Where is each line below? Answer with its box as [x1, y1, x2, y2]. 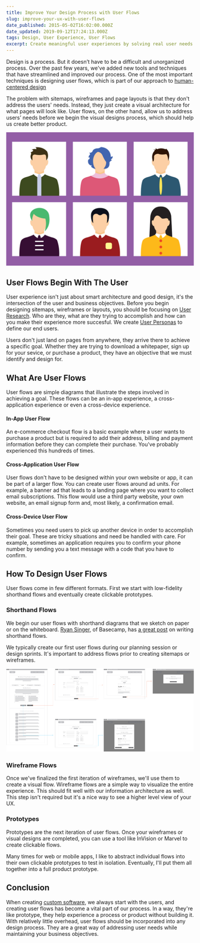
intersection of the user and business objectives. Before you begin [6, 300, 170, 307]
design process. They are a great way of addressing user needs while [6, 924, 177, 931]
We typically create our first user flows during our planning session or [6, 644, 177, 651]
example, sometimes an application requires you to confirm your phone [6, 539, 182, 546]
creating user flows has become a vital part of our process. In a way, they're [6, 905, 193, 912]
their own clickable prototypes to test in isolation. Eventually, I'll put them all [6, 859, 192, 866]
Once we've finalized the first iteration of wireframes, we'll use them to [6, 775, 180, 782]
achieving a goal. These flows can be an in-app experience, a [6, 395, 158, 402]
